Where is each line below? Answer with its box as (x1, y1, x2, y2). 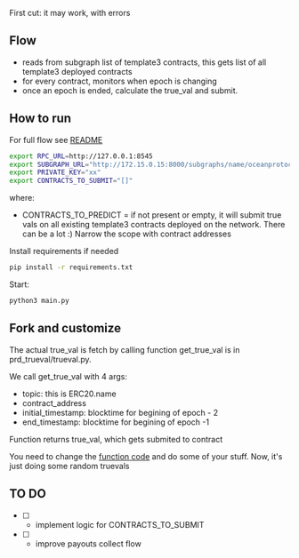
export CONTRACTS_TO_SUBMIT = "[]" (9, 177, 133, 186)
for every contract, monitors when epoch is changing (21, 76, 218, 86)
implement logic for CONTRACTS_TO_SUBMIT (35, 519, 205, 530)
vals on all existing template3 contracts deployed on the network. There (21, 219, 286, 230)
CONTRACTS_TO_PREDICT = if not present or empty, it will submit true (21, 210, 282, 220)
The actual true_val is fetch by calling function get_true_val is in (9, 344, 240, 355)
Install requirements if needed (9, 246, 119, 257)
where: (9, 193, 36, 203)
